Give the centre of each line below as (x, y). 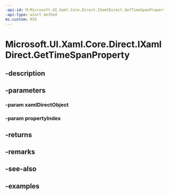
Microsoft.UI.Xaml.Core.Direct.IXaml (83, 44)
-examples (22, 186)
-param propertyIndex (33, 118)
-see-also (21, 169)
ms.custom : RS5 (21, 19)
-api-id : (14, 10)
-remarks (20, 152)
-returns (19, 135)
